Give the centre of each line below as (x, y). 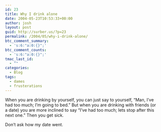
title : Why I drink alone (31, 14)
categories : (17, 68)
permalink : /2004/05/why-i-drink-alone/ (47, 37)
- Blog (16, 73)
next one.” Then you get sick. (35, 115)
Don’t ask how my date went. (34, 124)
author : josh (18, 23)
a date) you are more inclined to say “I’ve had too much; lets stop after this (80, 110)
